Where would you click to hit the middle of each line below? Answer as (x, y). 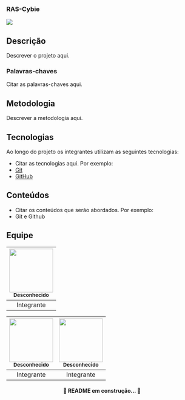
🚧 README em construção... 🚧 (102, 391)
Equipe (20, 235)
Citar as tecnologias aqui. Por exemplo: (64, 164)
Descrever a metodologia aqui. (45, 118)
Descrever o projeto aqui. (38, 56)
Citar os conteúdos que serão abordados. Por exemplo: (84, 210)
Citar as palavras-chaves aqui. (45, 84)
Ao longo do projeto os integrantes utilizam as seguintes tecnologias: (92, 152)
